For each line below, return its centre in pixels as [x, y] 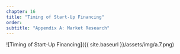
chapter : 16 [21, 11]
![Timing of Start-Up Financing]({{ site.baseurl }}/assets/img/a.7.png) [90, 45]
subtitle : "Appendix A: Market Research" [58, 28]
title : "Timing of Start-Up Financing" [55, 17]
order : [14, 22]
